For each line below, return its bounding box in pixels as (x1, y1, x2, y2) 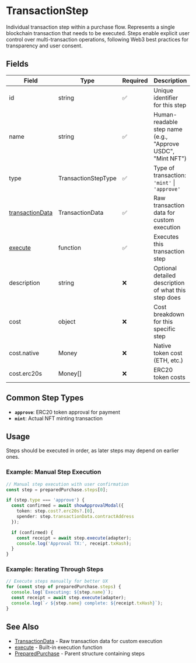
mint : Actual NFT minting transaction (14, 414, 103, 422)
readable (153, 118, 178, 126)
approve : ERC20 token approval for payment (14, 408, 121, 415)
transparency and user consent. (6, 42, 83, 49)
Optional (153, 264, 177, 272)
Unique (153, 86, 174, 94)
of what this (153, 286, 186, 294)
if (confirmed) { (11, 530, 54, 535)
